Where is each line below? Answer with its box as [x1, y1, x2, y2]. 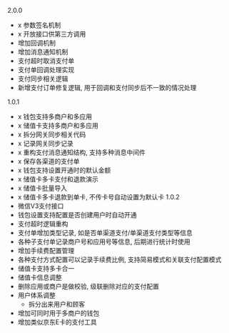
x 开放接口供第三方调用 [17, 30, 86, 38]
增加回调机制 [17, 39, 56, 47]
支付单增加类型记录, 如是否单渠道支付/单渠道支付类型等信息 [17, 229, 193, 237]
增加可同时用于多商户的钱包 [17, 309, 100, 317]
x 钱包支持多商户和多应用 [17, 112, 93, 121]
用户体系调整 [17, 291, 56, 299]
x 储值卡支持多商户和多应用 [17, 121, 98, 129]
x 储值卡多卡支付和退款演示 [17, 175, 98, 183]
